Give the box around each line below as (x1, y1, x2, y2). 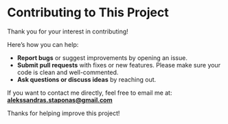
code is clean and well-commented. (16, 68, 119, 76)
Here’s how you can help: (7, 40, 79, 48)
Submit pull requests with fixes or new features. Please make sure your (16, 61, 221, 69)
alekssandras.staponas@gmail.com (7, 95, 113, 104)
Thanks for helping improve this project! (7, 109, 120, 117)
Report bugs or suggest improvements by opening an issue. (16, 53, 187, 62)
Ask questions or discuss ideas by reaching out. (16, 75, 157, 83)
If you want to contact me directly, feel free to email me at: (7, 89, 172, 97)
